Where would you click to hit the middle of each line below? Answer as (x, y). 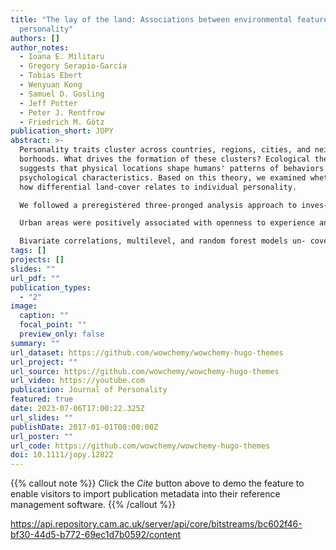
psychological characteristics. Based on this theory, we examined (163, 177)
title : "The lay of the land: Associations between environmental (151, 19)
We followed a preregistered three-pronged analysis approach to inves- (174, 205)
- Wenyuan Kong (51, 85)
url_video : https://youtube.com (77, 381)
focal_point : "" (53, 325)
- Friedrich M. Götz (62, 122)
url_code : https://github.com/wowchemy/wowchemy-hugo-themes (140, 446)
